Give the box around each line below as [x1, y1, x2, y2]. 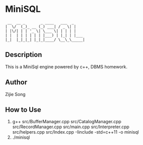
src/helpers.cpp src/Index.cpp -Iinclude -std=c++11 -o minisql [12, 129, 139, 135]
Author [5, 78, 27, 87]
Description [5, 50, 42, 59]
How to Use [5, 105, 42, 114]
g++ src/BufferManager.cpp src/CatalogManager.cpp [12, 119, 122, 125]
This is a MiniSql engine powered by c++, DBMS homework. [5, 63, 128, 70]
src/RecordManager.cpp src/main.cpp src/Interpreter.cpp [12, 124, 130, 130]
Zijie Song [5, 91, 26, 97]
